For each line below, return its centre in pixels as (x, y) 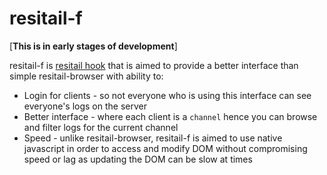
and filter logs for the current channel (101, 127)
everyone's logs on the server (85, 106)
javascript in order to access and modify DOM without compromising (165, 148)
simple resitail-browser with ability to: (86, 76)
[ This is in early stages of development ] (93, 46)
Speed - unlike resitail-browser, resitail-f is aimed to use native (153, 138)
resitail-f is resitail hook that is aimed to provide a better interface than (154, 65)
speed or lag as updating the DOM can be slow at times (138, 159)
